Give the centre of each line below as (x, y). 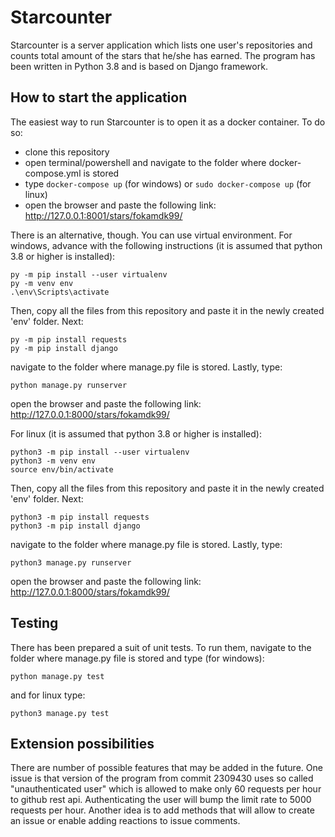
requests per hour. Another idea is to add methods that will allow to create (162, 810)
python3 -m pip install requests (80, 517)
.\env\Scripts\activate (60, 292)
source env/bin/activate (62, 469)
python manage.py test (57, 676)
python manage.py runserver (69, 385)
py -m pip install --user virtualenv (89, 274)
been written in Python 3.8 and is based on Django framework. (139, 66)
